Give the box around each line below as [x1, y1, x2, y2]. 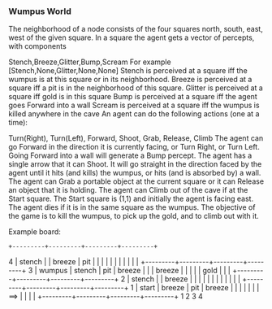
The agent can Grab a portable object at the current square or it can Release [8, 176, 265, 186]
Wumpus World [8, 6, 71, 17]
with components [8, 41, 67, 51]
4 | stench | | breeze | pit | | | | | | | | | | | [8, 257, 140, 267]
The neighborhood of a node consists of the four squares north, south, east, [8, 24, 264, 34]
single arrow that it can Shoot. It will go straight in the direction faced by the [8, 159, 262, 169]
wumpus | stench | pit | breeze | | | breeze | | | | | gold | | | [39, 266, 231, 276]
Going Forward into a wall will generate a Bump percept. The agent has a [8, 150, 253, 160]
